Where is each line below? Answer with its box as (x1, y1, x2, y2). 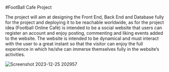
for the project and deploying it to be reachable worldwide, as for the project (5, 20, 164, 25)
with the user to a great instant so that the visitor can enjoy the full (5, 41, 143, 47)
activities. (5, 51, 25, 57)
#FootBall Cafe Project (5, 5, 52, 10)
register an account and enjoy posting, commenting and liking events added (5, 30, 163, 36)
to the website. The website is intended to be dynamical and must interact (5, 35, 159, 41)
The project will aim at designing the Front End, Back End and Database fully (5, 14, 164, 20)
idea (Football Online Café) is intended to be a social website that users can (5, 25, 162, 31)
